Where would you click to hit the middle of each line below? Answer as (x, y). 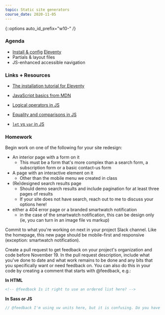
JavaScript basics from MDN (41, 96)
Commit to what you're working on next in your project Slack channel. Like (81, 230)
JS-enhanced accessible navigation (49, 62)
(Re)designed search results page (47, 184)
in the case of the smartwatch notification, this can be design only (87, 215)
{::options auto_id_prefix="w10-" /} (41, 28)
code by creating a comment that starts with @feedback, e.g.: (68, 271)
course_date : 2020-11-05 (31, 14)
